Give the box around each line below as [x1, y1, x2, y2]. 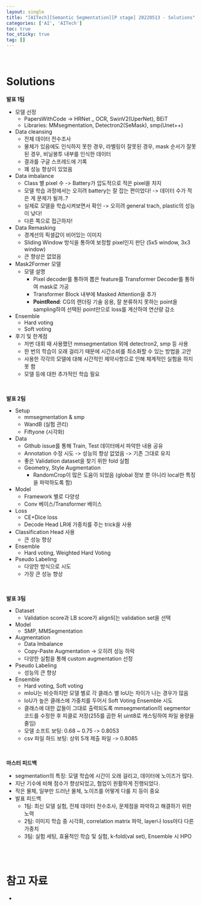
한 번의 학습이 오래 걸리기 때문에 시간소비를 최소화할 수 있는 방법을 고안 [24, 347, 192, 354]
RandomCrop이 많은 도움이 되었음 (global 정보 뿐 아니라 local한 [33, 471, 185, 478]
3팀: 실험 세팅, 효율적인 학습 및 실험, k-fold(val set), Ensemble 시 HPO [24, 832, 192, 839]
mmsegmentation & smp [24, 413, 85, 420]
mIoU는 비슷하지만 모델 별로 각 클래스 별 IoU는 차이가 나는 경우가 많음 [24, 689, 189, 696]
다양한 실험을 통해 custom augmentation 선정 [24, 654, 133, 662]
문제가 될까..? [37, 194, 68, 201]
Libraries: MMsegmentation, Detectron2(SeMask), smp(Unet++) [24, 122, 183, 129]
